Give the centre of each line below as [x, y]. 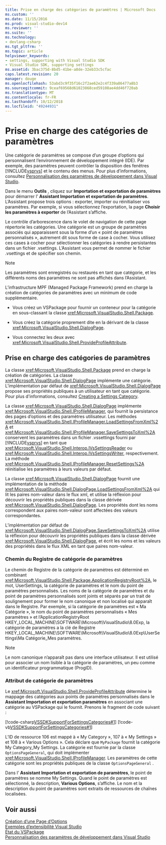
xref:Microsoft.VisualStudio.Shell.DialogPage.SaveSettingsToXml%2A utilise [82, 530]
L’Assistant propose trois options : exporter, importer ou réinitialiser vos [78, 202]
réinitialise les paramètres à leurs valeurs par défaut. [59, 469]
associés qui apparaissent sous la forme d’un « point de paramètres [74, 232]
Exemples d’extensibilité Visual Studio [43, 827]
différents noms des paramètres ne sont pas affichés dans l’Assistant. [76, 277]
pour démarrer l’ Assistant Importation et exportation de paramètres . [77, 196]
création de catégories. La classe [39, 375]
